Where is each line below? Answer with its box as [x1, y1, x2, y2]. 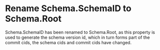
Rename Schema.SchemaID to [5, 3, 131, 14]
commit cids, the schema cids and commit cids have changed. [5, 39, 132, 45]
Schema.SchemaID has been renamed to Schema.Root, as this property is [5, 29, 155, 35]
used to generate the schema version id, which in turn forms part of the [5, 34, 150, 40]
